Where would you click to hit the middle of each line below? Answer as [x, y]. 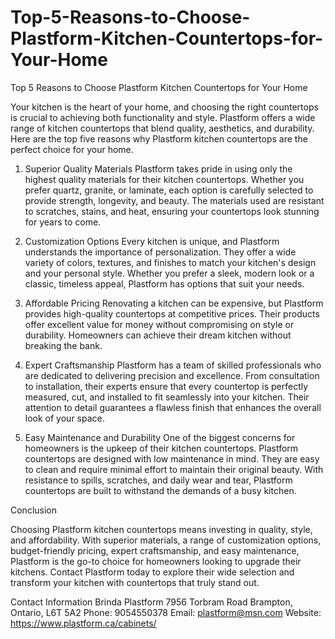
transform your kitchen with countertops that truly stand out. [135, 582]
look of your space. [64, 418]
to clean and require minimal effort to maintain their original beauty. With [174, 469]
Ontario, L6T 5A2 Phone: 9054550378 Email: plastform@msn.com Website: [166, 612]
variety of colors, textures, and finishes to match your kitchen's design [170, 262]
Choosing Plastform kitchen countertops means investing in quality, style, [161, 529]
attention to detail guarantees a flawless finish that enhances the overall [173, 407]
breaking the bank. [63, 345]
